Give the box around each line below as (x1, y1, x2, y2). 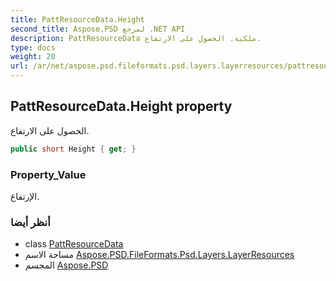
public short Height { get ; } (10, 144, 137, 154)
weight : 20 (10, 52, 56, 62)
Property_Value (10, 167, 87, 181)
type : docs (10, 42, 56, 53)
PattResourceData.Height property (10, 98, 233, 115)
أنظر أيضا (10, 215, 51, 229)
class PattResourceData (24, 238, 124, 250)
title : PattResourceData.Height (10, 14, 145, 25)
